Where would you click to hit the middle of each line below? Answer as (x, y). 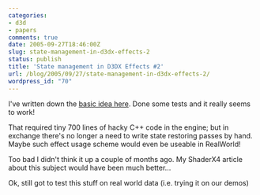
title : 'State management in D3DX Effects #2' (86, 67)
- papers (23, 30)
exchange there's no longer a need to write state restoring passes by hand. (130, 135)
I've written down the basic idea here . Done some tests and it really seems (130, 104)
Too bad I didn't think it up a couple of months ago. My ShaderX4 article (126, 159)
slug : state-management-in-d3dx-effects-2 (79, 52)
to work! (22, 112)
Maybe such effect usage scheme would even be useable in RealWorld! (124, 144)
